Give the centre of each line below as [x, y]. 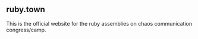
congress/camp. [26, 30]
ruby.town [26, 10]
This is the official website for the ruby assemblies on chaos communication [99, 23]
